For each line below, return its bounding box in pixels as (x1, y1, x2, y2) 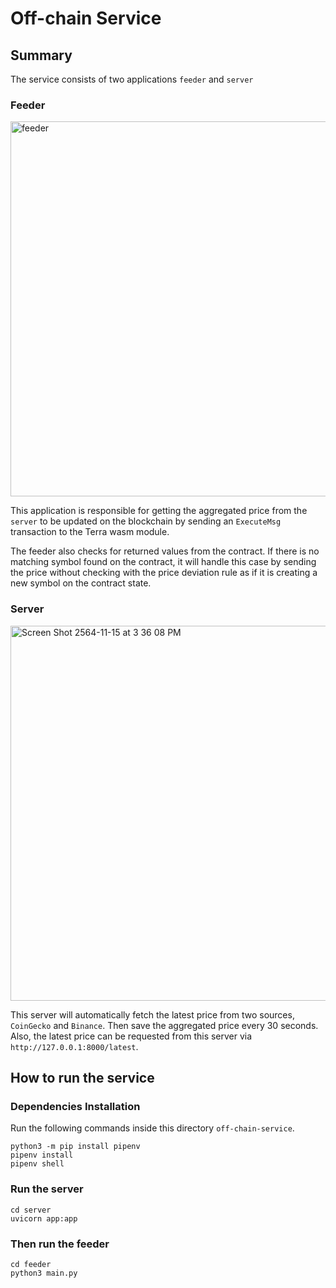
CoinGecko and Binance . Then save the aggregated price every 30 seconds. (10, 1019, 319, 1031)
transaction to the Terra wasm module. (10, 526, 170, 538)
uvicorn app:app (10, 1213, 78, 1224)
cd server (10, 1205, 52, 1215)
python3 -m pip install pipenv (10, 1142, 141, 1152)
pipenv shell (10, 1159, 65, 1169)
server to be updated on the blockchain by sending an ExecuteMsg (10, 515, 282, 527)
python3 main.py (10, 1268, 78, 1278)
